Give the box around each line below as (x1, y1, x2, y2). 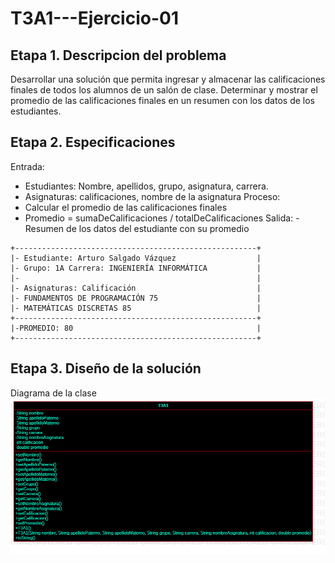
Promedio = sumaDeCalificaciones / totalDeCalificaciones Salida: (24, 212, 294, 224)
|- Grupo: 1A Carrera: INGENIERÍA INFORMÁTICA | (10, 263, 262, 273)
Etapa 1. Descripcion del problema (10, 47, 227, 64)
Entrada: (10, 160, 45, 172)
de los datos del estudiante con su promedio (66, 222, 250, 234)
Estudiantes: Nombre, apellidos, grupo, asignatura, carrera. (24, 180, 269, 192)
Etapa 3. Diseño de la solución (10, 360, 202, 377)
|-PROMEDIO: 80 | (10, 323, 262, 333)
